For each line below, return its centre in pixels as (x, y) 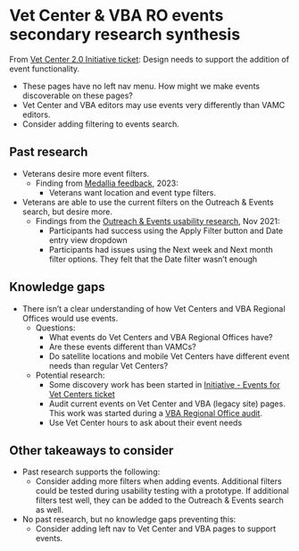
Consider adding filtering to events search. (101, 124)
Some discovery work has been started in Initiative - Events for (164, 384)
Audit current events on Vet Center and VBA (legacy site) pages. (167, 404)
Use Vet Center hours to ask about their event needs (145, 422)
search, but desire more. (67, 212)
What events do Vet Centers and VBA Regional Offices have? (161, 337)
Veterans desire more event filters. (86, 173)
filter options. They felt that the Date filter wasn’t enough (153, 259)
